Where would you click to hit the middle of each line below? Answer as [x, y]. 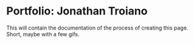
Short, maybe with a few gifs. [43, 34]
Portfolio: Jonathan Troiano [77, 11]
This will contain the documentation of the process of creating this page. [97, 28]
